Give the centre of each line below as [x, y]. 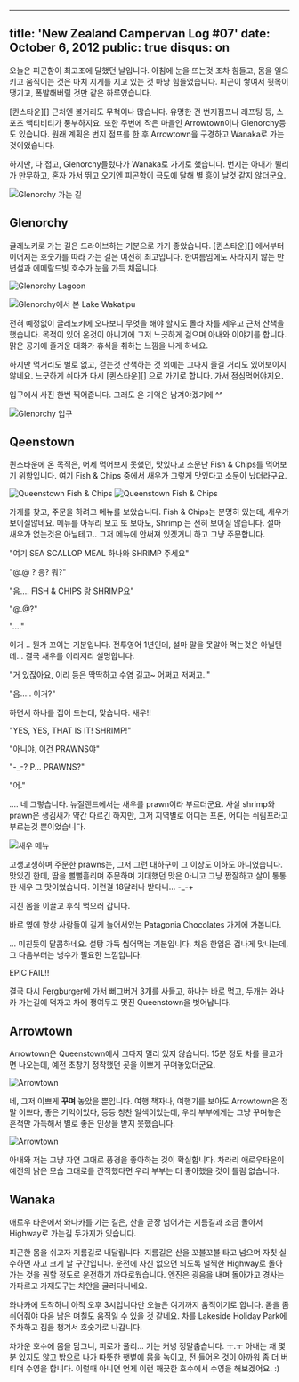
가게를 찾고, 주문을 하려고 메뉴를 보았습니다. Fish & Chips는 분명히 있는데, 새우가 [149, 512]
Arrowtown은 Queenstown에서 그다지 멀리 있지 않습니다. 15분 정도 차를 [134, 1053]
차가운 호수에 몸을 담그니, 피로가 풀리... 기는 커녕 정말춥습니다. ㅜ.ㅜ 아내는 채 [143, 1346]
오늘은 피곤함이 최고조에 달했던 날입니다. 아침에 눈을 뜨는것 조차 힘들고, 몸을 [141, 70]
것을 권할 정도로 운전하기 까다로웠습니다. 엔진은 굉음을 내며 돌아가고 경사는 [155, 1275]
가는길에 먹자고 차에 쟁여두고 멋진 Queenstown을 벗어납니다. [125, 1003]
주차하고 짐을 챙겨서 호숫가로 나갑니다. [76, 1328]
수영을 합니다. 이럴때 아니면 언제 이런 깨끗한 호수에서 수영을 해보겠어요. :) [153, 1369]
